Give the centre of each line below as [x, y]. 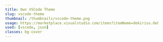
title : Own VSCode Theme [30, 9]
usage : [12, 23]
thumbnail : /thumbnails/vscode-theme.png [48, 18]
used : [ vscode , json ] [27, 28]
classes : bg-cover [24, 32]
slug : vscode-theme [25, 14]
